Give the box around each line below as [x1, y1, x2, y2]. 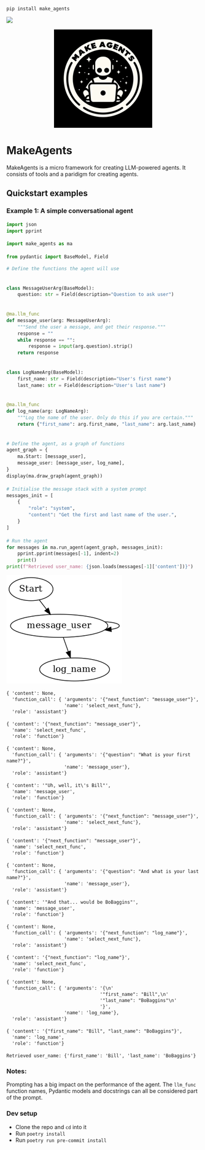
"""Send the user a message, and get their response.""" [17, 324, 166, 330]
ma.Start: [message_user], [17, 453, 87, 460]
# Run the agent [6, 538, 48, 544]
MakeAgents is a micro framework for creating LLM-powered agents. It [6, 163, 186, 171]
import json [6, 221, 37, 227]
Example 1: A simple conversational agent [6, 206, 133, 215]
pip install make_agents [6, 6, 70, 12]
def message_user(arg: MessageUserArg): [6, 317, 112, 324]
